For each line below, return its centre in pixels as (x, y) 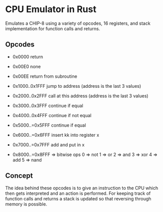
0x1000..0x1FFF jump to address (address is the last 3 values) (77, 86)
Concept (19, 176)
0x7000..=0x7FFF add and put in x (48, 144)
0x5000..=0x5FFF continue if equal (49, 125)
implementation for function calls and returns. (53, 28)
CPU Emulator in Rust (51, 9)
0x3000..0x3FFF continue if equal (48, 105)
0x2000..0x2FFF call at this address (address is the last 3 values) (80, 96)
